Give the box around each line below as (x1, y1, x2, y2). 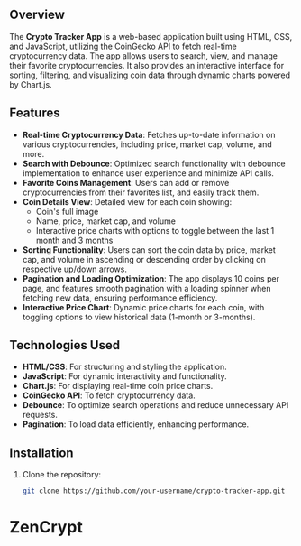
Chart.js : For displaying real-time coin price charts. (22, 381, 214, 392)
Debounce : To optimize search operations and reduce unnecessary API (22, 400, 289, 411)
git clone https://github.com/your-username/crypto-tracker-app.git (22, 486, 286, 495)
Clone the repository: (22, 469, 102, 480)
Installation (9, 445, 74, 460)
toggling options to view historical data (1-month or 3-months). (22, 311, 256, 322)
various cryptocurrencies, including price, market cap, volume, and (22, 139, 272, 150)
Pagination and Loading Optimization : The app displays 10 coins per (22, 273, 279, 283)
